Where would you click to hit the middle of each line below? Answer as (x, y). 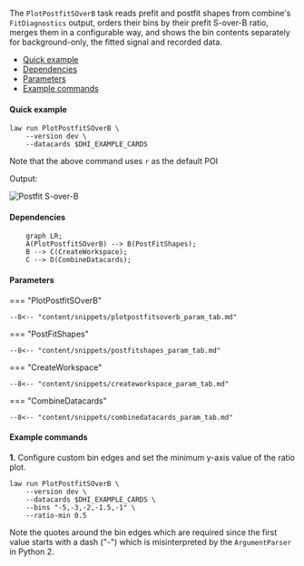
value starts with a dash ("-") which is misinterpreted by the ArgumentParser (151, 542)
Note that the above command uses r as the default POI (114, 161)
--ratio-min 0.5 (57, 515)
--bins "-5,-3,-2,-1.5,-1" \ (81, 507)
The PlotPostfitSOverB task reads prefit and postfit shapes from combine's (150, 13)
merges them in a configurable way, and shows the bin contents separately (150, 32)
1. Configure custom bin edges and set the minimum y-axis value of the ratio (152, 457)
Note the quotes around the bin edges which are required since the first (143, 532)
